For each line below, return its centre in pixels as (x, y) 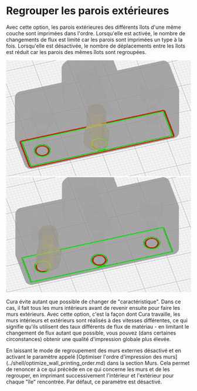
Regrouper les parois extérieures (88, 11)
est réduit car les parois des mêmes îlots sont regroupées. (76, 52)
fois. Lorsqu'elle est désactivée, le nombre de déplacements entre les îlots (96, 46)
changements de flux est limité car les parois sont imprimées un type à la (94, 39)
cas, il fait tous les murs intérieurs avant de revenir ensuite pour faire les (93, 308)
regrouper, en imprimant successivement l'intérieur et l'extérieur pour (90, 376)
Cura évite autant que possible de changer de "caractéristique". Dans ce (94, 302)
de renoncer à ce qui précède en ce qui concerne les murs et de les (88, 369)
